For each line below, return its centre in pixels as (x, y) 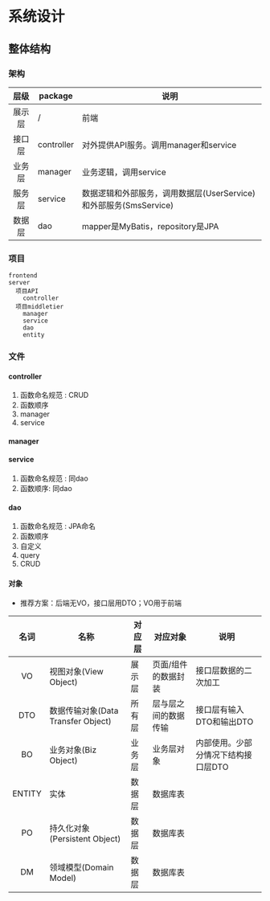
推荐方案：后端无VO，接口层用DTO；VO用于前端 (101, 603)
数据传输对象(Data (84, 711)
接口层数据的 (220, 670)
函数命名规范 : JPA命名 (58, 526)
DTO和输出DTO (225, 722)
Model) (63, 878)
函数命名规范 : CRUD (54, 395)
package (56, 96)
